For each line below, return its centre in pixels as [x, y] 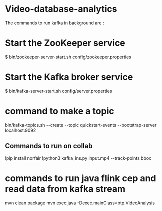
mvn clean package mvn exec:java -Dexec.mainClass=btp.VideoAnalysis [80, 203]
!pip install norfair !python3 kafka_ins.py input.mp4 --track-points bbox [78, 158]
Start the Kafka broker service [69, 77]
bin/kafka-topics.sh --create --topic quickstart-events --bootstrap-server [81, 125]
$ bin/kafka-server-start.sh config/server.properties [59, 91]
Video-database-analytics [61, 9]
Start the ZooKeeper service [65, 43]
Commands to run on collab [49, 146]
